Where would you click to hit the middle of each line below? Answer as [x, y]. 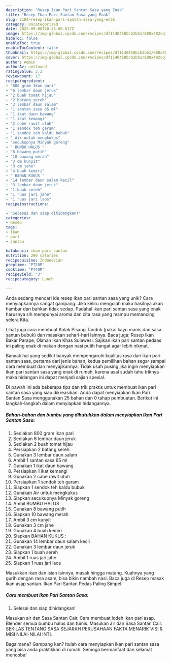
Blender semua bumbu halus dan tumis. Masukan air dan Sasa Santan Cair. [84, 623]
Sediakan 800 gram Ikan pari [43, 433]
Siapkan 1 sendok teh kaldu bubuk [49, 487]
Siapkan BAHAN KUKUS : [40, 536]
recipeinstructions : [28, 204]
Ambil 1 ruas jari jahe [35, 557]
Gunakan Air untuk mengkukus [45, 493]
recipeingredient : [25, 81]
